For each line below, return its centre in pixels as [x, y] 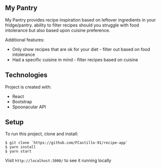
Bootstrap [22, 101]
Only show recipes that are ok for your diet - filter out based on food [81, 49]
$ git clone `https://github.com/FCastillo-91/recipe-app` [67, 143]
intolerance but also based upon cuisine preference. [58, 30]
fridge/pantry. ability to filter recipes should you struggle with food [72, 25]
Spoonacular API [29, 107]
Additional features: [25, 40]
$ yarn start [18, 151]
